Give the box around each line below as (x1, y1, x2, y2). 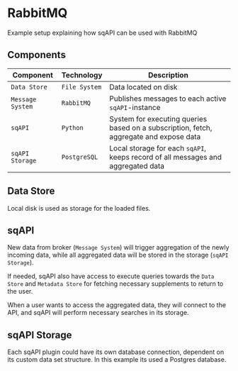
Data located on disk (109, 82, 178, 92)
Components (7, 49, 66, 61)
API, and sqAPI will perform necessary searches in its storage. (7, 309, 189, 317)
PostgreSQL (61, 153, 98, 161)
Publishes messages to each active (109, 94, 227, 104)
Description (147, 70, 189, 79)
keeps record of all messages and (109, 152, 222, 162)
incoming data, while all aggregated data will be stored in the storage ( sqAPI (7, 250, 229, 260)
